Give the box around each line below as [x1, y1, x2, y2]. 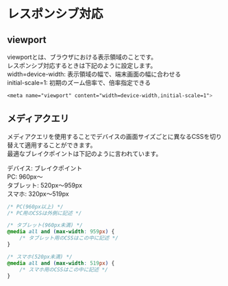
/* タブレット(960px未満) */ [7, 222, 84, 229]
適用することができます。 [25, 141, 97, 149]
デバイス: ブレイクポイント [7, 164, 83, 172]
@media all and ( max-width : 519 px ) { [7, 259, 115, 267]
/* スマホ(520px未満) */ [7, 253, 73, 260]
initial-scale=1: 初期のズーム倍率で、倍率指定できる [7, 79, 151, 86]
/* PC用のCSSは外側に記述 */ [7, 209, 82, 216]
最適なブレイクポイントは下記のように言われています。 [7, 149, 162, 157]
